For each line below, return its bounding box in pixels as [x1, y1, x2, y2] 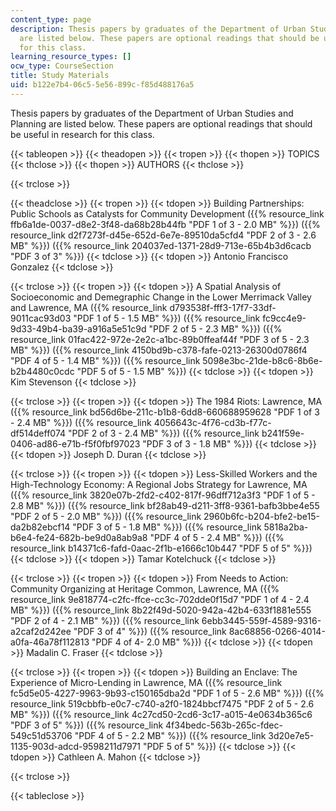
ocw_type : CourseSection [10, 61, 114, 71]
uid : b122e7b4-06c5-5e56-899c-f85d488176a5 [10, 80, 195, 90]
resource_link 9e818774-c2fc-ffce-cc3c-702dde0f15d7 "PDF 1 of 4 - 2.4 [10, 593, 310, 605]
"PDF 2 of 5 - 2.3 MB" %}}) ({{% [148, 322, 283, 335]
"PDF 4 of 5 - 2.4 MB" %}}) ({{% [149, 531, 285, 543]
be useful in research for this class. [10, 128, 155, 140]
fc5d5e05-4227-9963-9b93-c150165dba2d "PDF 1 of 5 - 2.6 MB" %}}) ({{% [10, 687, 325, 699]
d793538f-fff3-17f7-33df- [169, 301, 277, 313]
